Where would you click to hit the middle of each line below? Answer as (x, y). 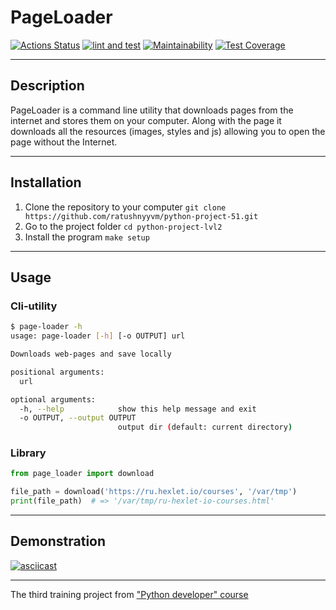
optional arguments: (53, 399)
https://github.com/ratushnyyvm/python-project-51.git (141, 216)
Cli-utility (34, 306)
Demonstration (58, 541)
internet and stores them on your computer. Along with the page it (146, 120)
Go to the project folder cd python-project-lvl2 (123, 226)
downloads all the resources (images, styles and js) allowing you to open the (168, 131)
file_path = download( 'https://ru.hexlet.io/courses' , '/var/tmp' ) (154, 492)
